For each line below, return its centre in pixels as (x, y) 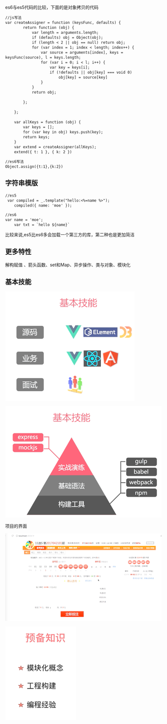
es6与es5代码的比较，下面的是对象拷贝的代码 (52, 7)
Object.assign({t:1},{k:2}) (34, 167)
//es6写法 (14, 162)
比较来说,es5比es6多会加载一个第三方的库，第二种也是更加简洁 (70, 234)
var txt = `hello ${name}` (42, 225)
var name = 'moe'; (24, 220)
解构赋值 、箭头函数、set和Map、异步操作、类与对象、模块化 (68, 265)
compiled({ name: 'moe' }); (43, 206)
